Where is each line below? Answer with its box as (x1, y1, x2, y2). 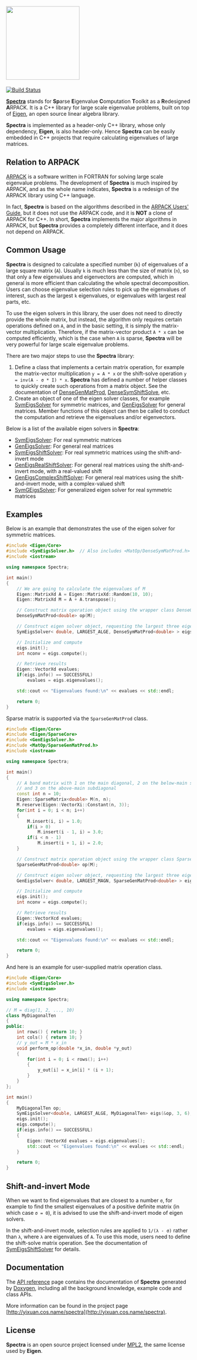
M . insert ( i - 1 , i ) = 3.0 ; (37, 829, 104, 835)
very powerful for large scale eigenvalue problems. (6, 341, 130, 348)
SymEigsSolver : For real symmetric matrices (14, 436, 122, 443)
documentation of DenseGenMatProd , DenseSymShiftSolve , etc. (14, 388, 171, 396)
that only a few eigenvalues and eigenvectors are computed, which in (6, 273, 174, 280)
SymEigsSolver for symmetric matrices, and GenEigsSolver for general (14, 401, 186, 408)
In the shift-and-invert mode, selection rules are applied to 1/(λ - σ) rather (6, 1227, 188, 1234)
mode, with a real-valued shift (30, 467, 103, 474)
